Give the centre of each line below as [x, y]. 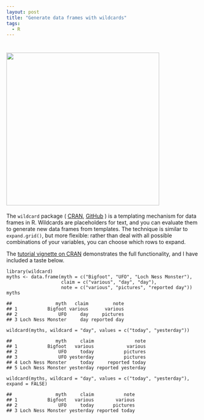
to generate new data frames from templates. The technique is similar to [97, 229]
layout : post [23, 12]
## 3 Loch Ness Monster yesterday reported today [71, 411]
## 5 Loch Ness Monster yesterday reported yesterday [76, 368]
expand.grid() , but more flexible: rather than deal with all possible [89, 235]
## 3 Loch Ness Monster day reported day [65, 320]
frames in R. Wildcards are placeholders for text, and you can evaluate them [102, 223]
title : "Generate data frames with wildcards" [67, 18]
